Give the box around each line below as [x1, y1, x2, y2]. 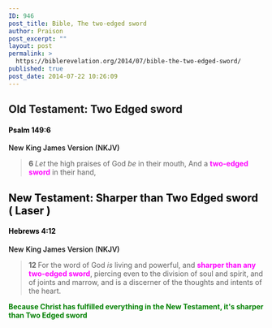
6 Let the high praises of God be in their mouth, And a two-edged [28, 159, 249, 169]
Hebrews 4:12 [8, 227, 57, 236]
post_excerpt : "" [8, 34, 67, 43]
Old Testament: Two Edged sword [8, 102, 183, 116]
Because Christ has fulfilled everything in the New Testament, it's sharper [8, 301, 264, 311]
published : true [8, 65, 63, 73]
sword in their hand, [28, 167, 97, 177]
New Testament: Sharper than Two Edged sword [8, 191, 258, 205]
